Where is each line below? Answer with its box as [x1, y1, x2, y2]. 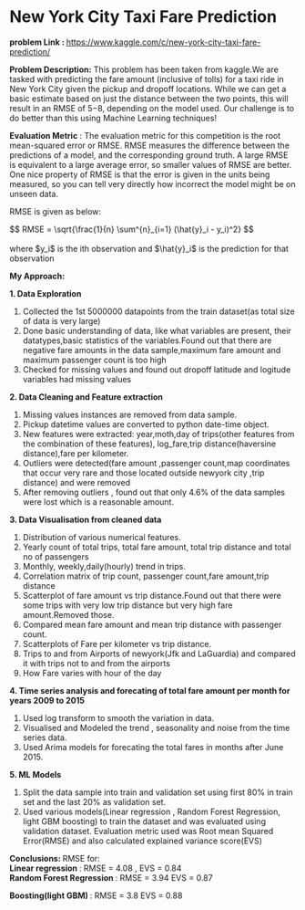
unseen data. [9, 188, 59, 199]
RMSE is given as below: [9, 205, 102, 216]
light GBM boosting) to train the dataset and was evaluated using [22, 815, 267, 827]
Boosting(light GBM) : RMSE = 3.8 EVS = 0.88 [9, 890, 183, 901]
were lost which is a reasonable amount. [22, 496, 175, 507]
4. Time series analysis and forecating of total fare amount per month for [9, 685, 290, 696]
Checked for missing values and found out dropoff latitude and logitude [22, 363, 291, 375]
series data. [22, 732, 67, 743]
